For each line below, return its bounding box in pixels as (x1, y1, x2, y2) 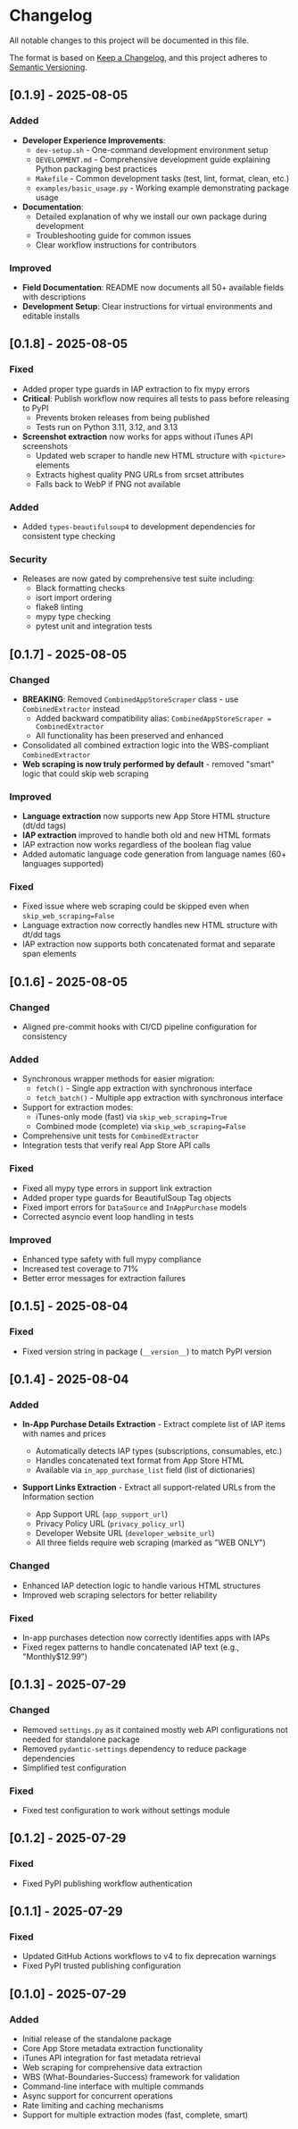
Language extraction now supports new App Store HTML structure (21, 811, 270, 822)
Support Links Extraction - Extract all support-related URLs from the (21, 1482, 277, 1493)
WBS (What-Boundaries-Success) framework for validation (21, 2072, 241, 2083)
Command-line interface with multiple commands (21, 2081, 204, 2092)
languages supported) (21, 858, 104, 869)
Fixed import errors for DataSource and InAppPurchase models (21, 1202, 247, 1212)
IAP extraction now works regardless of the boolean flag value (21, 840, 252, 850)
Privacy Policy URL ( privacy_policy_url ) (35, 1518, 186, 1529)
